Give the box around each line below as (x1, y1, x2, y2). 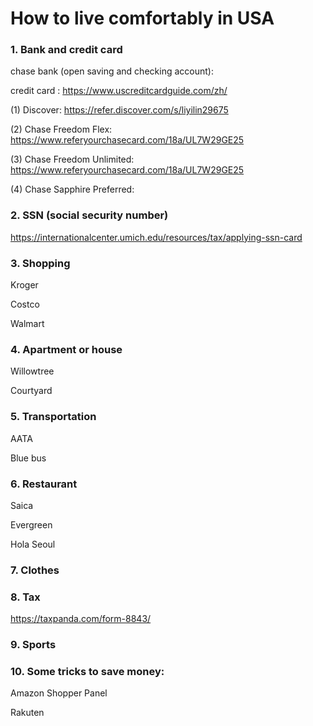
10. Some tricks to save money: (10, 665, 165, 679)
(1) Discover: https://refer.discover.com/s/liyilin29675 (10, 104, 229, 116)
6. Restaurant (10, 477, 78, 491)
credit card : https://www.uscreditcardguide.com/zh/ (10, 85, 228, 97)
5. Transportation (10, 410, 97, 424)
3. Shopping (10, 256, 71, 270)
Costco (10, 298, 40, 311)
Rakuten (10, 707, 45, 719)
